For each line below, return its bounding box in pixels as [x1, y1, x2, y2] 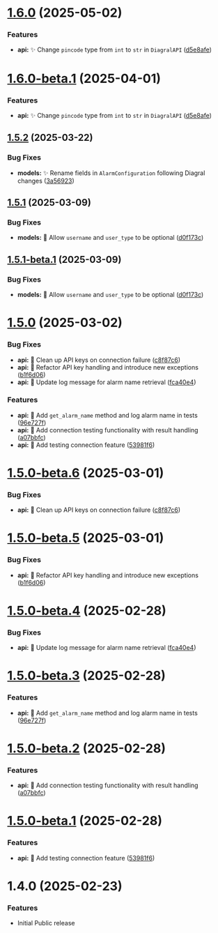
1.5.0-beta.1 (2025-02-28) [7, 813, 162, 829]
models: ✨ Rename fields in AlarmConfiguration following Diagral [17, 169, 205, 177]
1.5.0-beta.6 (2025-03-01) [7, 465, 164, 480]
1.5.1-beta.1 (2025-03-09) [7, 253, 122, 266]
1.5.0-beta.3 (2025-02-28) [7, 668, 166, 684]
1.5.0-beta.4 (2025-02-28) [7, 602, 167, 619]
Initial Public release [17, 919, 75, 927]
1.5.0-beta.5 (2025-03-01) [7, 530, 164, 546]
